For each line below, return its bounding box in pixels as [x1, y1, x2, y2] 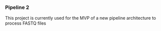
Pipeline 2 [5, 4, 29, 11]
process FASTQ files [5, 20, 47, 26]
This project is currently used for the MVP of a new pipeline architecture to [5, 15, 156, 21]
